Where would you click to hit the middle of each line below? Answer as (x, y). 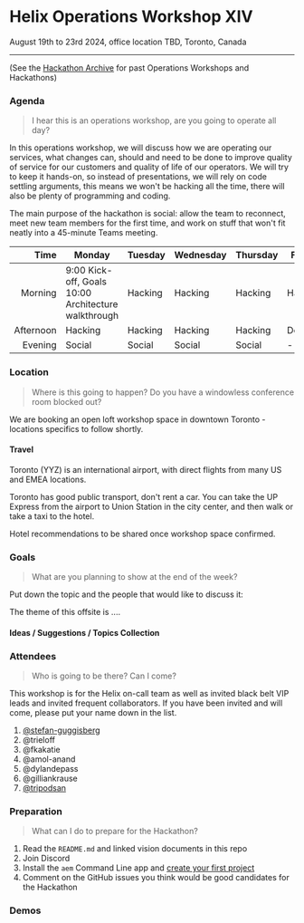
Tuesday (146, 255)
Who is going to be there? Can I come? (104, 676)
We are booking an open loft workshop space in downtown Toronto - (138, 419)
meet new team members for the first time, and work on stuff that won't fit (147, 223)
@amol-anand (49, 759)
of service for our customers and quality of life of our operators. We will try (149, 167)
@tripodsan (44, 788)
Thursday (257, 255)
